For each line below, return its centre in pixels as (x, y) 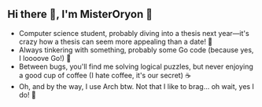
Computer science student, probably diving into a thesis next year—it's (134, 33)
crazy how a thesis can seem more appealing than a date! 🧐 (116, 41)
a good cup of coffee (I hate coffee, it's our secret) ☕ (105, 75)
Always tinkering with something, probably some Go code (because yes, (136, 50)
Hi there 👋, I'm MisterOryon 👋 (80, 14)
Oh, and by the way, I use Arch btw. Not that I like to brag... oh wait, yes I (137, 86)
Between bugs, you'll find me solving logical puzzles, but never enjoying (136, 66)
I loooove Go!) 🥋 (45, 58)
